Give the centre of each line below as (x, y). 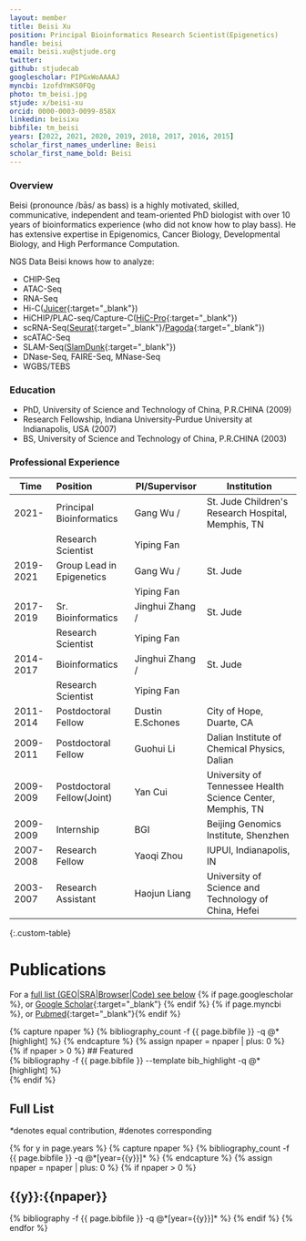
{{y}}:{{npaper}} (58, 1196)
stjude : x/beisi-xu (46, 103)
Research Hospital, (247, 513)
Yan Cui (151, 792)
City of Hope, (235, 711)
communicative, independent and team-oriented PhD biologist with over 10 (150, 214)
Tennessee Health (245, 786)
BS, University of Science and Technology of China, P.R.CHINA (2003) (154, 439)
